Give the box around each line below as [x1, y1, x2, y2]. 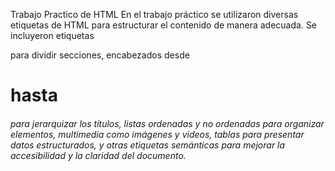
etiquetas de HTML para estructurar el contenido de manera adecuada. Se [10, 19, 318, 31]
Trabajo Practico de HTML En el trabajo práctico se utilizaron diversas [10, 9, 299, 20]
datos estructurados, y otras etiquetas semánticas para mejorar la [10, 139, 286, 151]
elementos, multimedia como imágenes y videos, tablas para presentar [10, 128, 305, 140]
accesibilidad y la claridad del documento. [10, 149, 187, 161]
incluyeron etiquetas [10, 30, 95, 41]
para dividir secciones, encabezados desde [10, 49, 190, 61]
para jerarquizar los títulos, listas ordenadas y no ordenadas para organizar [10, 117, 325, 129]
